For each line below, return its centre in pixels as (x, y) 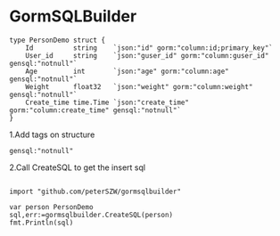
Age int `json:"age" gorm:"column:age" (127, 71)
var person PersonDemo (51, 207)
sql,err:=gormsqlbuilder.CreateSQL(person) (91, 215)
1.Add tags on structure (52, 134)
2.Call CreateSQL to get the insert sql (77, 167)
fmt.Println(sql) (41, 223)
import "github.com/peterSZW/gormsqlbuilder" (95, 191)
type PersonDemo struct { (57, 40)
